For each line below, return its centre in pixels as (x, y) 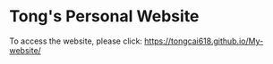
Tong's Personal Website (104, 16)
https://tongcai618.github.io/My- (204, 41)
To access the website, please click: (76, 41)
